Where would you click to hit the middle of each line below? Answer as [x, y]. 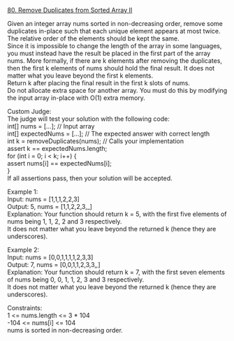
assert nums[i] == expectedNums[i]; [59, 163]
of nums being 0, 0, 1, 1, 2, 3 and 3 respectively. [76, 280]
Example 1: [23, 192]
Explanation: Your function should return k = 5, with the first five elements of [117, 214]
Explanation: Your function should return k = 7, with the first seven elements [116, 272]
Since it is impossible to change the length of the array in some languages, [115, 46]
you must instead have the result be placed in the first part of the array [109, 53]
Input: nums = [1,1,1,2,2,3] [44, 199]
